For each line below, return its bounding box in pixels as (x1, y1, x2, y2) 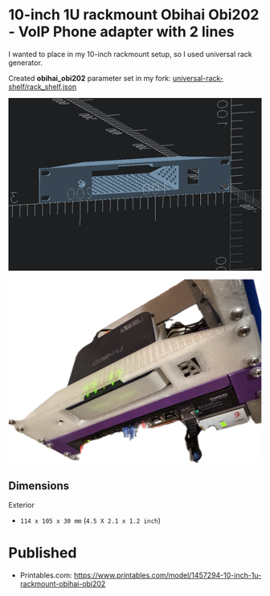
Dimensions (8, 479, 70, 492)
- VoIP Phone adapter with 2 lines (8, 22, 235, 41)
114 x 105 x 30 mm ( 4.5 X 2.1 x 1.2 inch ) (19, 516, 161, 525)
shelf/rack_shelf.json (8, 82, 77, 92)
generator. (8, 58, 43, 67)
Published (8, 544, 77, 562)
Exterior (8, 500, 35, 510)
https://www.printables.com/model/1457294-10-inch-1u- (73, 570, 262, 580)
